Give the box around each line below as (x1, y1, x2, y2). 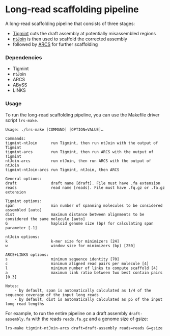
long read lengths (5, 301, 44, 306)
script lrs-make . (5, 117, 38, 123)
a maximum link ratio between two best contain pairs (5, 270, 163, 275)
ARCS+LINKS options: (5, 252, 49, 257)
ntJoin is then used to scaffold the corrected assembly (12, 36, 127, 42)
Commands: (5, 136, 26, 141)
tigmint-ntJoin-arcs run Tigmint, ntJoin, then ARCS (5, 167, 120, 172)
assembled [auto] (5, 207, 42, 212)
